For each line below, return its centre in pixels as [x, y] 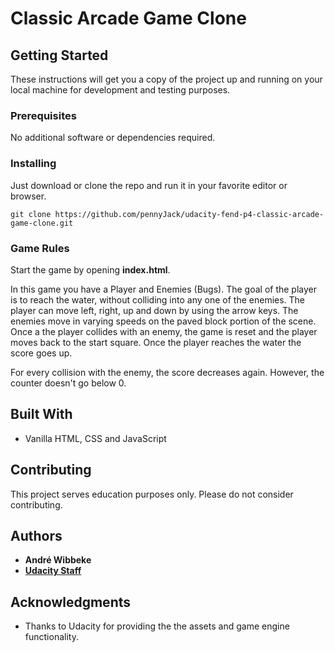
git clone [31, 214]
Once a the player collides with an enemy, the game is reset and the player [164, 331]
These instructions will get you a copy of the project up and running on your [166, 79]
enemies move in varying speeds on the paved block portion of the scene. [163, 321]
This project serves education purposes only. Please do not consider [152, 494]
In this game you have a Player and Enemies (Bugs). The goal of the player [164, 289]
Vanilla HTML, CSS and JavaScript [95, 438]
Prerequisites [43, 115]
